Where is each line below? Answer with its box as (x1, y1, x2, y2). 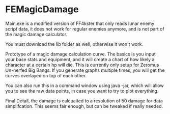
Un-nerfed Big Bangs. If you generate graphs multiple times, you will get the (5, 67, 165, 73)
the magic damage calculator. (5, 31, 68, 37)
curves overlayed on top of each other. (5, 72, 87, 78)
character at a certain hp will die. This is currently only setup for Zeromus (5, 62, 159, 68)
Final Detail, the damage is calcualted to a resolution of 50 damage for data (5, 98, 163, 104)
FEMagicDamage (5, 4, 79, 15)
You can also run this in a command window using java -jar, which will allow (5, 82, 164, 89)
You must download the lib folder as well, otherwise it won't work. (5, 41, 144, 47)
